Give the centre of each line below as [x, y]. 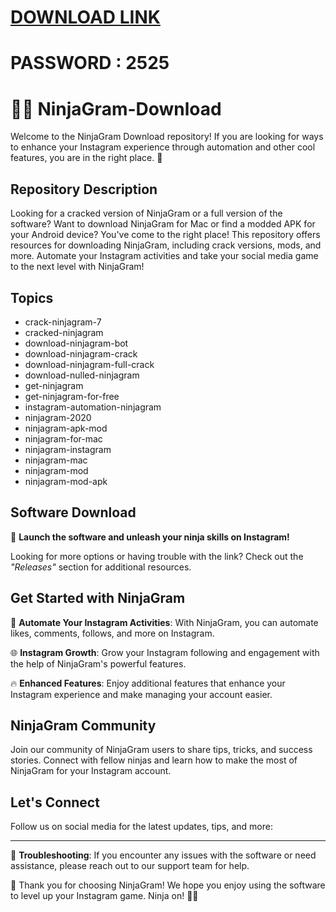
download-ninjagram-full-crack [89, 364]
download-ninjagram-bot [76, 343]
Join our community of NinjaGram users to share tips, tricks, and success [161, 750]
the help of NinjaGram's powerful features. [98, 663]
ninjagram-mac [56, 460]
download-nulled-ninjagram [82, 375]
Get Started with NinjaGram [98, 598]
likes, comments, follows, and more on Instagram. [112, 633]
